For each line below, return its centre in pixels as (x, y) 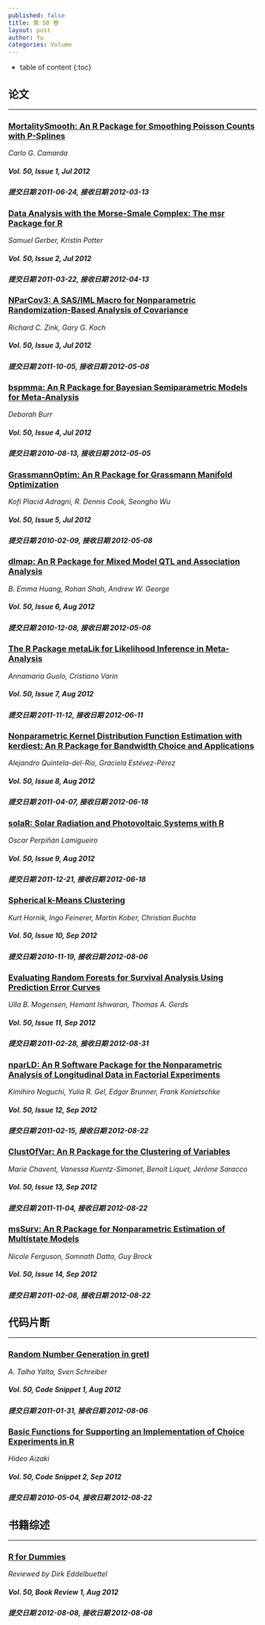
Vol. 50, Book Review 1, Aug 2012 (63, 1592)
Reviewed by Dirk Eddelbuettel (58, 1574)
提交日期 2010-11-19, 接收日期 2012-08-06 (78, 956)
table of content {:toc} (56, 67)
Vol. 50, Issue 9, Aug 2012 (52, 858)
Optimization (34, 484)
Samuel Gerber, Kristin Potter (56, 240)
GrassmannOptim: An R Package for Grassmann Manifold (120, 474)
